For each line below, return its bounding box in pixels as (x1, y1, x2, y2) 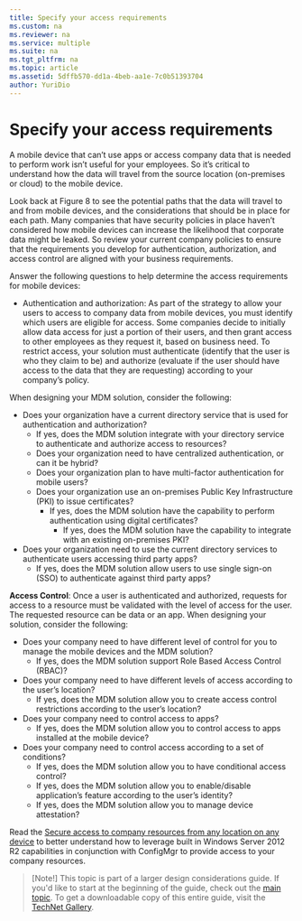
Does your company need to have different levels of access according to (22, 674, 293, 685)
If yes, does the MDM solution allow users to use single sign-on (35, 563, 272, 573)
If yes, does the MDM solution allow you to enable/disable (35, 780, 252, 791)
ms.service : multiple (9, 38, 91, 48)
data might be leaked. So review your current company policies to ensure (9, 234, 282, 245)
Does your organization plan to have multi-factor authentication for (35, 467, 285, 478)
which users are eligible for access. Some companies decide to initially (22, 317, 286, 328)
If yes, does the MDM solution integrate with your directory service (35, 428, 285, 439)
